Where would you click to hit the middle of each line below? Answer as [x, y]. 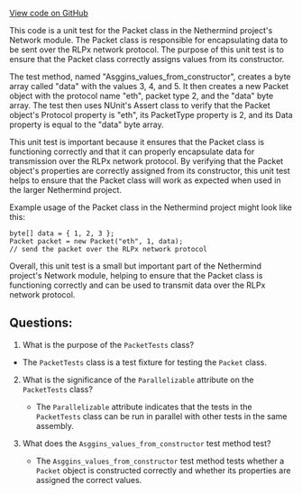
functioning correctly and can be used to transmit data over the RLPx [137, 285]
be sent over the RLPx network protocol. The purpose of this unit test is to [146, 50]
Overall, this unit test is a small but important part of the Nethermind [136, 266]
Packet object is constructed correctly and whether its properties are [163, 470]
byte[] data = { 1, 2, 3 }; [62, 233]
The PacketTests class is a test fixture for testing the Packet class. [145, 362]
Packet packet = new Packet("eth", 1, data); [96, 242]
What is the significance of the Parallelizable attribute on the [138, 380]
